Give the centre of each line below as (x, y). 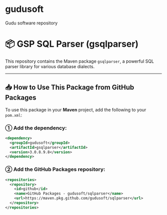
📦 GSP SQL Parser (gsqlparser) (72, 44)
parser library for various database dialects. (50, 66)
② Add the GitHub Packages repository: (55, 169)
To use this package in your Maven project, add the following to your (76, 109)
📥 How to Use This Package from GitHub (70, 87)
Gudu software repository (32, 23)
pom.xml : (14, 115)
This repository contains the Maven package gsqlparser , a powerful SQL (80, 61)
